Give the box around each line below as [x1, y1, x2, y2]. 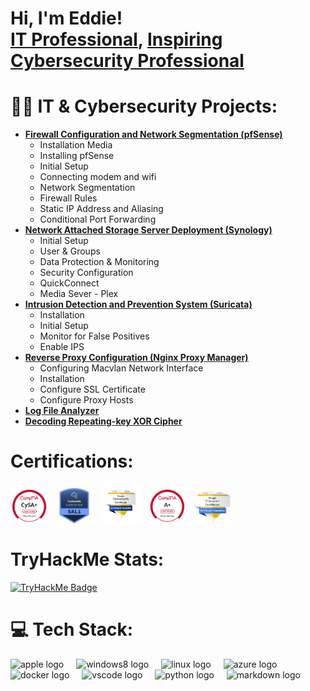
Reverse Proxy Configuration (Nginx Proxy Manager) [24, 352, 249, 364]
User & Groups [39, 245, 101, 257]
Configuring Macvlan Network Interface [39, 362, 204, 374]
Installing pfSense [39, 150, 115, 162]
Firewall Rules [39, 192, 98, 204]
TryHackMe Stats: [10, 548, 165, 571]
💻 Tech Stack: [10, 618, 134, 641]
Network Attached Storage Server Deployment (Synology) [24, 224, 273, 236]
